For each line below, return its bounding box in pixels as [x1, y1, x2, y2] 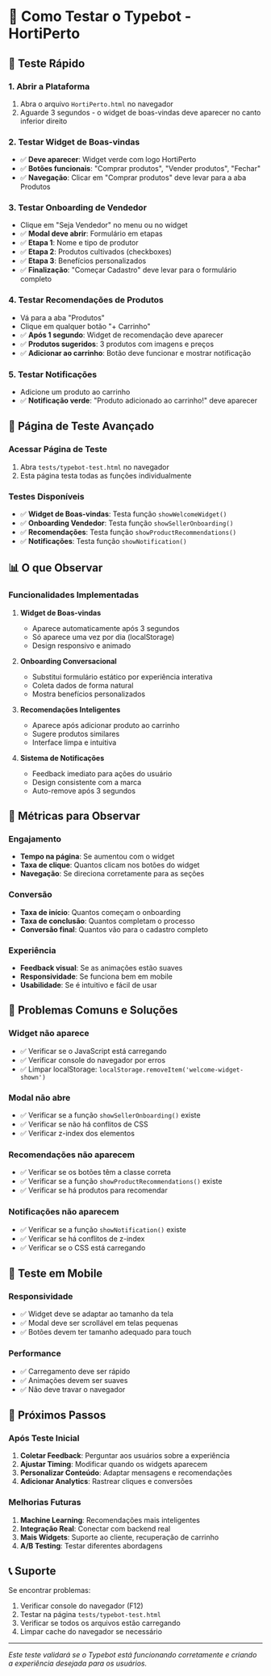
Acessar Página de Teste [8, 444, 107, 455]
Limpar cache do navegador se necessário [19, 1627, 163, 1636]
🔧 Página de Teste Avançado [8, 420, 155, 433]
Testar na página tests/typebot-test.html [19, 1610, 161, 1620]
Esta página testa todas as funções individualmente [19, 470, 192, 480]
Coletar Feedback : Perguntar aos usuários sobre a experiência [19, 1451, 230, 1461]
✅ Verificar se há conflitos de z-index [19, 1234, 145, 1243]
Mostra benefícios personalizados [31, 689, 146, 699]
